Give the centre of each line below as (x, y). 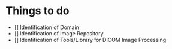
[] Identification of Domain (46, 27)
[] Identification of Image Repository (59, 33)
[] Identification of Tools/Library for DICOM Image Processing (90, 40)
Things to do (37, 11)
